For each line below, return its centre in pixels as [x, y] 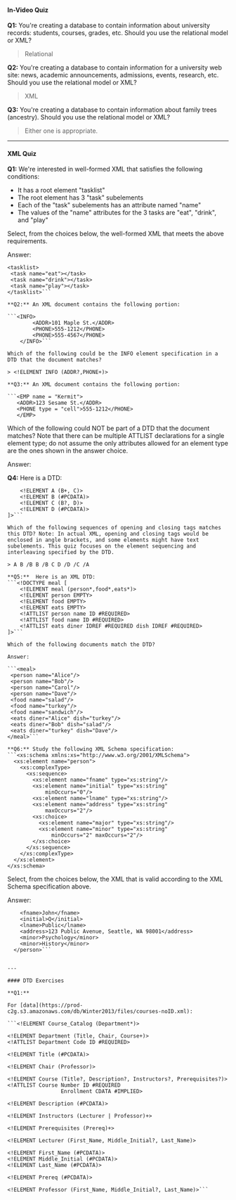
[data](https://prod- [51, 1005]
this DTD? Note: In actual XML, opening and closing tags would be [108, 534]
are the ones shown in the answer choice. [68, 451]
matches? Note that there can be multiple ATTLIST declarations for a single [116, 436]
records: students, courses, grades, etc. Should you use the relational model [118, 33]
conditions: [24, 176]
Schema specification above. [49, 886]
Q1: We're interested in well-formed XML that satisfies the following [105, 169]
